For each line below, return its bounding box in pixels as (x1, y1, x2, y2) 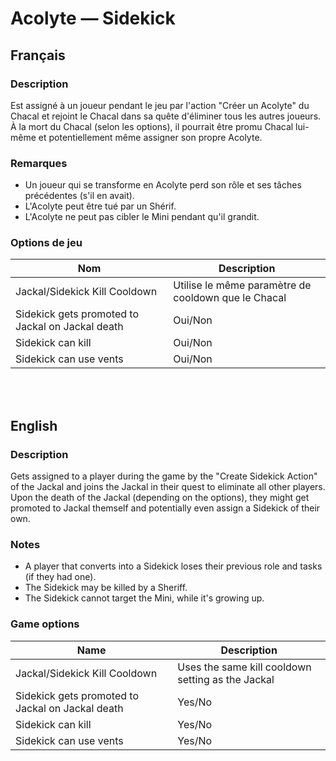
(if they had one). (24, 571, 97, 583)
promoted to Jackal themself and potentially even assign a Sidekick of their (10, 502, 321, 514)
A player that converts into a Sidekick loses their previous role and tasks (24, 560, 323, 572)
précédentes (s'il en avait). (24, 190, 135, 202)
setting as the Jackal (177, 672, 275, 686)
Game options (10, 617, 80, 631)
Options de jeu (10, 236, 83, 250)
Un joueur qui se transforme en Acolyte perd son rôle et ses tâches (24, 179, 302, 191)
